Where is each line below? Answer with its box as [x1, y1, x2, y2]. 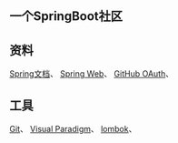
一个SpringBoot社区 [9, 8, 124, 25]
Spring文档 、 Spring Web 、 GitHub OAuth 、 [9, 68, 174, 79]
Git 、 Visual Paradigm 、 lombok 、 [9, 124, 137, 135]
